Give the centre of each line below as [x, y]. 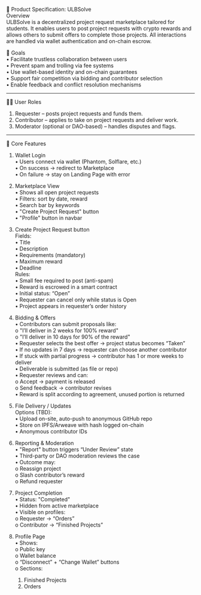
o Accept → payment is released [55, 382]
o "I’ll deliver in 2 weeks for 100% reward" [66, 331]
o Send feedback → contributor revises [63, 388]
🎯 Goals [16, 53]
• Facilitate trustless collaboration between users [67, 59]
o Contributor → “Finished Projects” [59, 525]
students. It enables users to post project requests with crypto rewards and [99, 28]
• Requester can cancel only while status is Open [75, 300]
